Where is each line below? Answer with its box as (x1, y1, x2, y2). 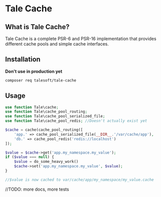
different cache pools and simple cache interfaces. (5, 41, 109, 47)
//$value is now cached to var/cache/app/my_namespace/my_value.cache (5, 177, 154, 182)
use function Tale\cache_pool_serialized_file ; (5, 114, 106, 119)
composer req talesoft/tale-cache (5, 78, 77, 83)
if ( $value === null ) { (5, 155, 54, 159)
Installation (5, 55, 41, 64)
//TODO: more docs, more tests (5, 186, 69, 192)
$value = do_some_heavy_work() (14, 159, 79, 164)
